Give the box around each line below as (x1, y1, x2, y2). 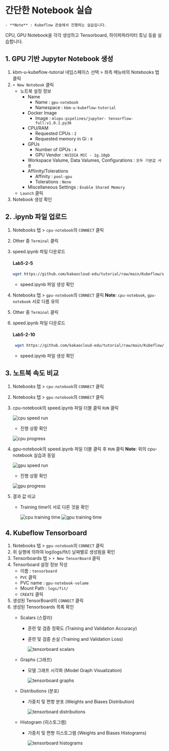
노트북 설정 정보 (20, 88, 51, 94)
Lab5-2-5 (12, 260, 33, 266)
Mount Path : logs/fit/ (20, 585, 69, 591)
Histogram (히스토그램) (20, 719, 67, 725)
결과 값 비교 (12, 493, 36, 499)
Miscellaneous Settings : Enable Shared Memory (27, 184, 125, 190)
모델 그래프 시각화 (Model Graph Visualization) (27, 668, 122, 674)
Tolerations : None (35, 178, 72, 184)
